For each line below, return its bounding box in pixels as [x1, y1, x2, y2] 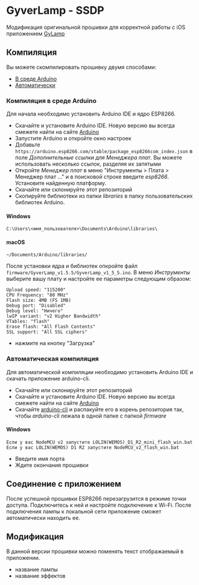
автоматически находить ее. [6, 514, 80, 521]
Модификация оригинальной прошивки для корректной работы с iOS [6, 23, 186, 31]
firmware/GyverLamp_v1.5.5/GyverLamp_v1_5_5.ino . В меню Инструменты [6, 269, 191, 276]
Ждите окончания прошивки [14, 461, 89, 469]
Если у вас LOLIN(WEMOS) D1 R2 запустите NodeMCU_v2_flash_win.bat [6, 444, 180, 451]
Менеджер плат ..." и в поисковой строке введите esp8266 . [14, 173, 169, 181]
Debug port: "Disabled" [6, 302, 66, 309]
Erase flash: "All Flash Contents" [6, 324, 96, 330]
